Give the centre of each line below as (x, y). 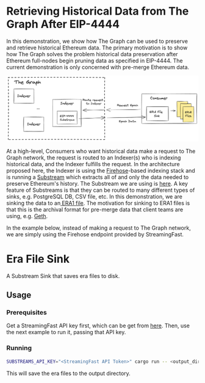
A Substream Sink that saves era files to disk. (63, 275)
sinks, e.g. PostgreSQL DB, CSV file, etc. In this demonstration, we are (95, 196)
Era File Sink (38, 259)
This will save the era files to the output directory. (69, 373)
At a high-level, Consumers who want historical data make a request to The (101, 151)
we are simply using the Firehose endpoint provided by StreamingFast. (95, 234)
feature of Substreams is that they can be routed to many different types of (101, 190)
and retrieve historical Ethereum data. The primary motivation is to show (97, 48)
